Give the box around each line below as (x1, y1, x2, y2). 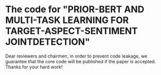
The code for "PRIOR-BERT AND (5, 4, 145, 15)
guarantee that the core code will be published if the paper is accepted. (5, 58, 156, 64)
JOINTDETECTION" (5, 36, 90, 48)
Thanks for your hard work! (5, 64, 63, 70)
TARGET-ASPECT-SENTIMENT (5, 26, 138, 37)
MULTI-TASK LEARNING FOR (5, 14, 129, 26)
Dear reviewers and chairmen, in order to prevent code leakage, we (5, 53, 147, 59)
